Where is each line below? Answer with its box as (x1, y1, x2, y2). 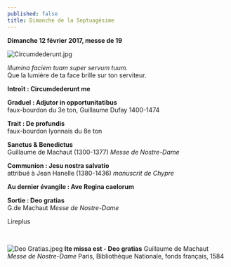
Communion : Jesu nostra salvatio (7, 161, 110, 169)
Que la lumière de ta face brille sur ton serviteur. (7, 71, 147, 79)
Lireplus (7, 217, 31, 226)
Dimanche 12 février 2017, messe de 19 (7, 36, 123, 44)
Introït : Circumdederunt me (7, 84, 91, 93)
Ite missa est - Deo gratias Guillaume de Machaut (64, 244, 209, 253)
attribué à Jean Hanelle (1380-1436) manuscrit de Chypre (7, 169, 174, 177)
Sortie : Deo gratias (7, 196, 65, 204)
